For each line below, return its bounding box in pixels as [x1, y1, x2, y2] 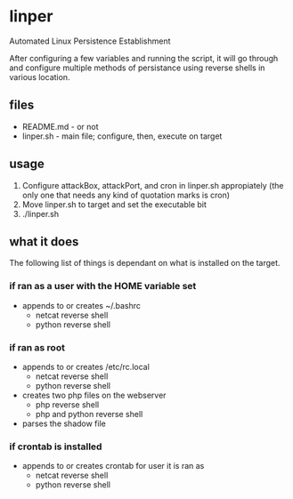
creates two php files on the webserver [21, 390, 167, 400]
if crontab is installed [9, 440, 102, 453]
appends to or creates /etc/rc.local [21, 361, 150, 372]
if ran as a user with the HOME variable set [9, 280, 197, 293]
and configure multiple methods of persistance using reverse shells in [9, 62, 265, 73]
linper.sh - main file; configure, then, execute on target [21, 131, 223, 141]
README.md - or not [21, 121, 100, 132]
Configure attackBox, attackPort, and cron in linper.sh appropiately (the [21, 180, 284, 190]
